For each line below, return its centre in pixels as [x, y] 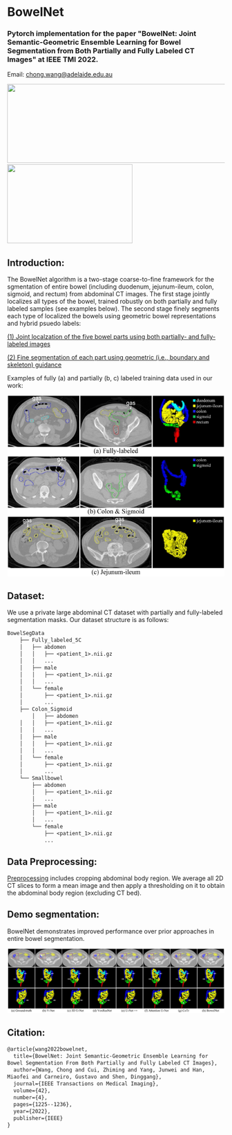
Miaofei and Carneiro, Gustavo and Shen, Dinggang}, [85, 1077]
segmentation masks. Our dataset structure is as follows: [88, 620]
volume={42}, [32, 1091]
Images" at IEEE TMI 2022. [53, 59]
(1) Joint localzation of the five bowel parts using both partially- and [103, 337]
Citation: [26, 1032]
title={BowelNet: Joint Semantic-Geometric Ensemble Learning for [111, 1056]
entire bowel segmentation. [46, 938]
